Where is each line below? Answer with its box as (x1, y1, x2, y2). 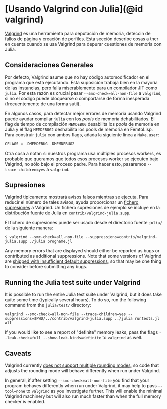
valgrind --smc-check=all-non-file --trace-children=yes (5, 312, 126, 317)
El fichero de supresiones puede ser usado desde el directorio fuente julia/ (5, 220, 162, 226)
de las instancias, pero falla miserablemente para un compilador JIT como (5, 85, 157, 91)
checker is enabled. (5, 399, 46, 405)
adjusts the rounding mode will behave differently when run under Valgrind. (5, 368, 160, 374)
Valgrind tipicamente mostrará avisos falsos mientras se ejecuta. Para (5, 194, 149, 200)
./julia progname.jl (29, 239, 72, 244)
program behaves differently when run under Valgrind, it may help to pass (5, 383, 157, 389)
